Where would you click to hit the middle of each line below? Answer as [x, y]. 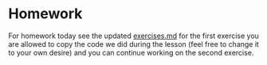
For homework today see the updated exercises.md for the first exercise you [133, 36]
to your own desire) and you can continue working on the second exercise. [131, 52]
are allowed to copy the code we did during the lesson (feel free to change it [133, 44]
